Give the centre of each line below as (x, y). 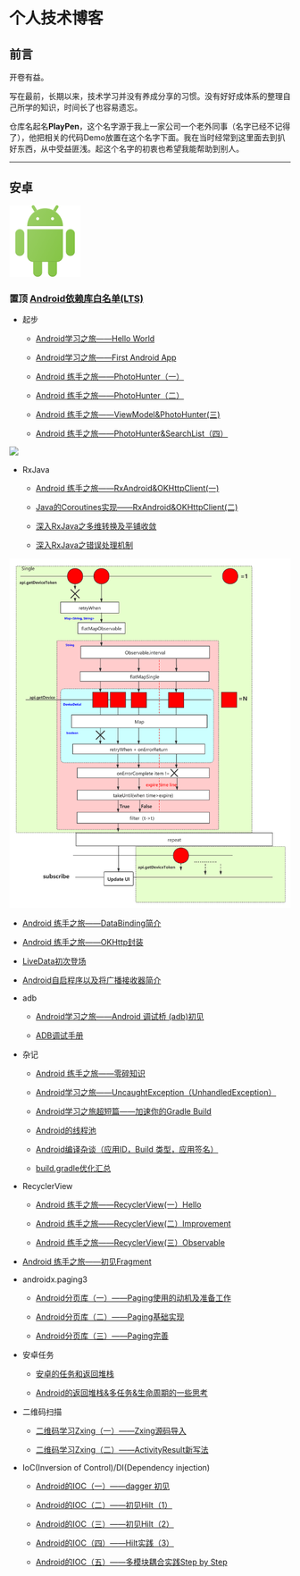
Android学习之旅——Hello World (95, 339)
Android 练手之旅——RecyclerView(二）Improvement (133, 1223)
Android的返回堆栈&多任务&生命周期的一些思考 (121, 1392)
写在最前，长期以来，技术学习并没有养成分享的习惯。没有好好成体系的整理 (146, 96)
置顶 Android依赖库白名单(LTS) (77, 298)
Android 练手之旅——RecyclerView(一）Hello (118, 1204)
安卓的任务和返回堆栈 (75, 1373)
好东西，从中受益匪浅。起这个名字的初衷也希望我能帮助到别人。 (126, 149)
